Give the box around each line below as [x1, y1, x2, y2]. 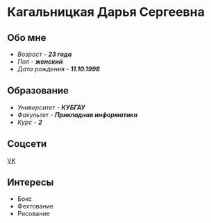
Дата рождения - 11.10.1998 [17, 65, 101, 73]
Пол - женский [17, 57, 63, 66]
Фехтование [17, 202, 54, 211]
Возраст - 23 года [17, 50, 72, 58]
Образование [7, 84, 69, 97]
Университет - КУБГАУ [17, 103, 85, 111]
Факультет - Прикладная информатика [17, 110, 138, 118]
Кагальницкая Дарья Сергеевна [7, 4, 205, 20]
